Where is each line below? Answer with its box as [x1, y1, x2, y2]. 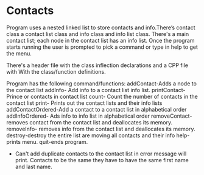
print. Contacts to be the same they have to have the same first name [15, 156, 189, 163]
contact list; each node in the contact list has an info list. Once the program [6, 37, 195, 44]
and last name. [15, 163, 53, 170]
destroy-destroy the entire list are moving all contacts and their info [6, 132, 175, 139]
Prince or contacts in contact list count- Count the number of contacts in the [6, 93, 198, 100]
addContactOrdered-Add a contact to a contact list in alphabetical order [6, 105, 187, 113]
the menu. [6, 49, 32, 57]
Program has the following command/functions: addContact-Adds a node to [6, 80, 197, 87]
